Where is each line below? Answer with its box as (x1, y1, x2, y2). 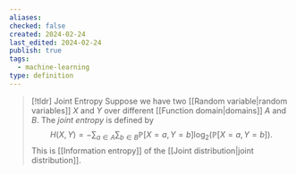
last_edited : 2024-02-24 (9, 37, 102, 47)
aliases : (9, 12, 42, 22)
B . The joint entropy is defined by (30, 114, 154, 125)
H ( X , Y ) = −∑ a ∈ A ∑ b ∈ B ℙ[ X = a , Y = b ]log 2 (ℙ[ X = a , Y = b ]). (49, 128, 273, 142)
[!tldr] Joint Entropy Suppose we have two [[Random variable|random (30, 95, 288, 106)
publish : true (9, 46, 63, 55)
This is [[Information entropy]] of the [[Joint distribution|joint (30, 145, 255, 156)
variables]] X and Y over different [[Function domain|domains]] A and (30, 104, 287, 116)
